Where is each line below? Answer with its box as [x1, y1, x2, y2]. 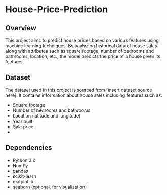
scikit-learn [12, 173, 36, 179]
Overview [5, 24, 37, 32]
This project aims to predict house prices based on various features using [5, 37, 159, 43]
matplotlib [12, 178, 34, 184]
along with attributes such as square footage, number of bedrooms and [5, 48, 154, 54]
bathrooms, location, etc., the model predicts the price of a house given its [5, 53, 161, 59]
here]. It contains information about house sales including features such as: [5, 92, 162, 98]
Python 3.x [12, 157, 35, 163]
